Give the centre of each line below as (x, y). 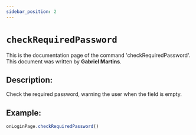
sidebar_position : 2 (32, 12)
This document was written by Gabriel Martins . (64, 61)
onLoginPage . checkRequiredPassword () (53, 127)
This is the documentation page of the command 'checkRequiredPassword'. (98, 55)
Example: (24, 113)
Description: (30, 80)
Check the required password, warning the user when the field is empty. (94, 94)
